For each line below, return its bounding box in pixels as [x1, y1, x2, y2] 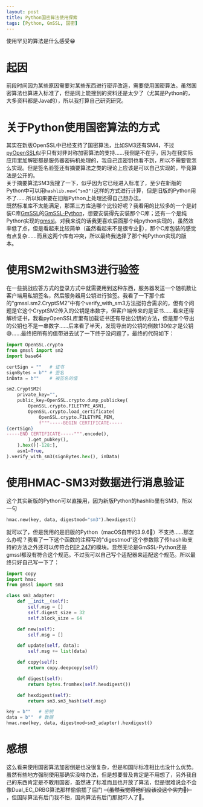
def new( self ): [17, 626, 56, 632]
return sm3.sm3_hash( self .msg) [28, 698, 107, 704]
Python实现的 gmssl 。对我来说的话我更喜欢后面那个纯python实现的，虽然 [6, 217, 188, 224]
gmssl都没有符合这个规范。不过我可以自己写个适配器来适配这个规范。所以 [6, 551, 191, 558]
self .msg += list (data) [28, 648, 88, 655]
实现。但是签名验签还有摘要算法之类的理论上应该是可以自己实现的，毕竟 [11, 164, 192, 172]
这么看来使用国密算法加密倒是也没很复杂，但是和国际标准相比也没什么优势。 [6, 763, 197, 771]
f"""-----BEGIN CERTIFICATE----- [38, 420, 123, 426]
